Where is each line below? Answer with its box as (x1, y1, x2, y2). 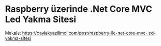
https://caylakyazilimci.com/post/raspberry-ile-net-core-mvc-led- (22, 30, 156, 36)
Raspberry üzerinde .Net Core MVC (5, 3, 152, 15)
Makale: (5, 30, 21, 36)
